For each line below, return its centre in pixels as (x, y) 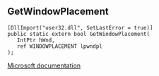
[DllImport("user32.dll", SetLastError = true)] (80, 27)
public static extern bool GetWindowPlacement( (79, 34)
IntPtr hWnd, (36, 40)
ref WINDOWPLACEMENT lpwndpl (59, 46)
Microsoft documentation (44, 65)
